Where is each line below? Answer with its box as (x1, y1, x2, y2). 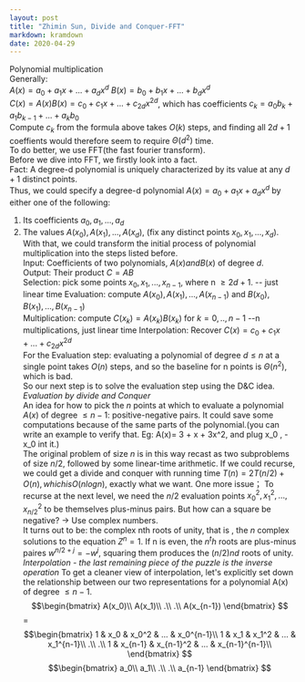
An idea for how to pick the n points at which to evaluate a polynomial (22, 399, 284, 410)
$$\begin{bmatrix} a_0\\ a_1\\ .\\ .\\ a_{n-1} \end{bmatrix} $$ (47, 662, 271, 673)
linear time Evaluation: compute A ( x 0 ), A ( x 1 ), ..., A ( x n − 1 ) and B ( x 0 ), (22, 289, 270, 302)
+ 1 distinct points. (9, 174, 78, 185)
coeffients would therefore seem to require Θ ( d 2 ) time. (9, 133, 214, 146)
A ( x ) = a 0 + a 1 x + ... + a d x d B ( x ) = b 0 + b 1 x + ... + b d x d (9, 83, 211, 98)
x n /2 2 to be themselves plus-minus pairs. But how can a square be (22, 502, 271, 516)
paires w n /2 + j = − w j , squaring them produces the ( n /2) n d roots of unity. (22, 546, 294, 558)
